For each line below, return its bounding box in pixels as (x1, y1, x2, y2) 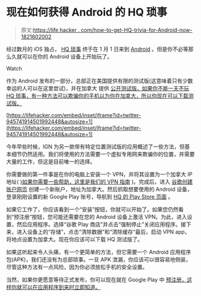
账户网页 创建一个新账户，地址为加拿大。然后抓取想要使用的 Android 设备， (6, 185, 193, 193)
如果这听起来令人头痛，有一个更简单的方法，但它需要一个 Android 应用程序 (6, 248, 191, 255)
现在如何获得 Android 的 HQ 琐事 (6, 5, 167, 19)
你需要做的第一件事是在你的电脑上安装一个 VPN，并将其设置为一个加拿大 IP (6, 170, 193, 178)
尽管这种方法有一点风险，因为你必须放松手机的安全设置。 (6, 263, 148, 270)
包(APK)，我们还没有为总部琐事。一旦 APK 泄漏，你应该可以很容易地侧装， (6, 255, 191, 263)
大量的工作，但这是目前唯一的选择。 (6, 158, 96, 165)
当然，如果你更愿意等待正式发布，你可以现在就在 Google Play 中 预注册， (6, 276, 187, 283)
